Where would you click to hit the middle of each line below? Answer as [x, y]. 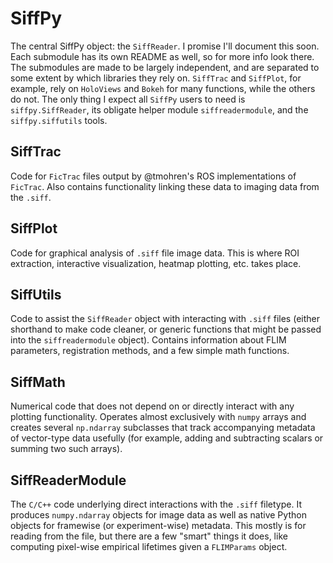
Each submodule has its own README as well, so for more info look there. [162, 56]
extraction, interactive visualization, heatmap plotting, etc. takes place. [156, 263]
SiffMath [38, 382]
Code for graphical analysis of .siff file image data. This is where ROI [155, 253]
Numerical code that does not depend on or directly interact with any [152, 406]
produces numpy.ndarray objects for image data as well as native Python [158, 515]
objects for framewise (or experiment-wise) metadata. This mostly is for [158, 525]
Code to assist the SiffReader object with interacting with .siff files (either [165, 319]
